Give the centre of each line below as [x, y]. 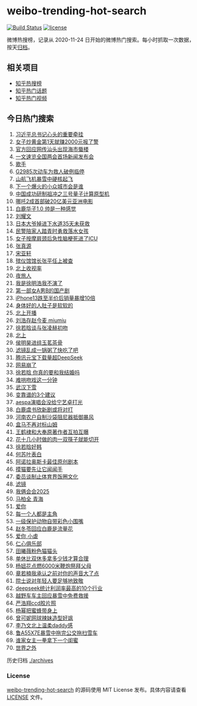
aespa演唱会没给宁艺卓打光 [49, 402]
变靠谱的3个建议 [35, 395]
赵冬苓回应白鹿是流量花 [44, 529]
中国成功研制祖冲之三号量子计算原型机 [62, 193]
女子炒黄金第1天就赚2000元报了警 [57, 142]
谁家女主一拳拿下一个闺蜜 [47, 640]
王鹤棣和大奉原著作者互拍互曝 [52, 432]
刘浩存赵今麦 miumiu [41, 320]
